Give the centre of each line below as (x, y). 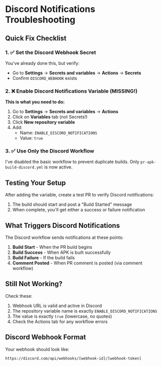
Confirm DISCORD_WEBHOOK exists (45, 78)
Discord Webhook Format (46, 337)
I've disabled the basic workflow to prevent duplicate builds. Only (72, 162)
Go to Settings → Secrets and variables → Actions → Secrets (77, 73)
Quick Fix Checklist (36, 38)
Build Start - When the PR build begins (52, 247)
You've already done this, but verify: (42, 63)
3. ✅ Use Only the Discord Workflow (50, 151)
